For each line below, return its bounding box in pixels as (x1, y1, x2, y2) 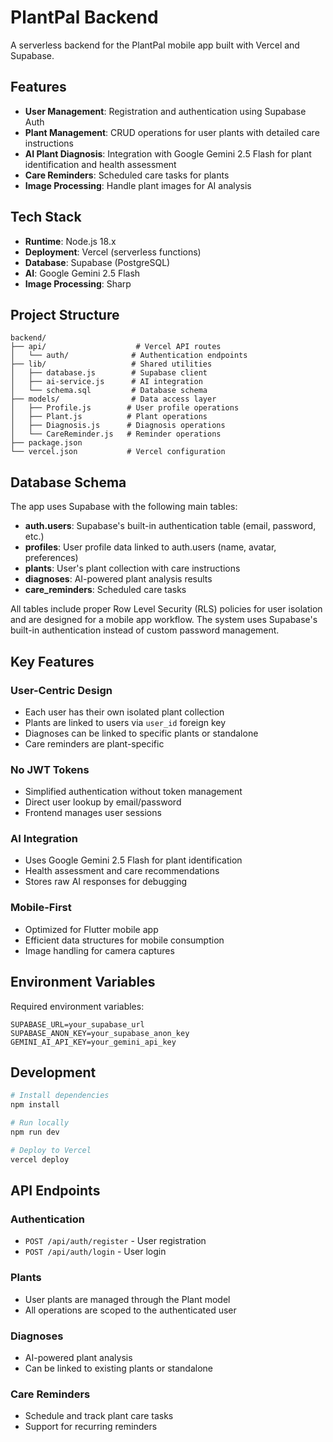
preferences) (24, 552, 79, 564)
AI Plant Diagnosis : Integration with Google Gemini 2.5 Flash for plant (24, 147, 312, 160)
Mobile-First (10, 901, 72, 915)
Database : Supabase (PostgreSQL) (24, 256, 171, 268)
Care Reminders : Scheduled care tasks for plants (24, 169, 230, 181)
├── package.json (10, 438, 83, 448)
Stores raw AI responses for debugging (24, 876, 188, 888)
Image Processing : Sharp (24, 277, 132, 290)
